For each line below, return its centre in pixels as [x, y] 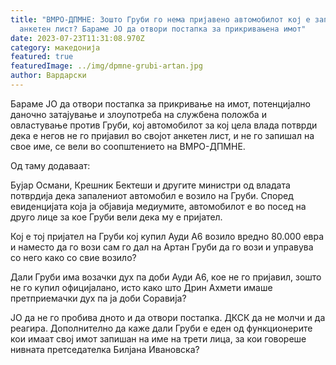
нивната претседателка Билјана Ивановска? [105, 349]
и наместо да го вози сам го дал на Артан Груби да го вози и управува [162, 247]
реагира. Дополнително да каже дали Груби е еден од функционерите [161, 328]
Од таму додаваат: [50, 165]
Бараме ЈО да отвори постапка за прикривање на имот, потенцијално [160, 103]
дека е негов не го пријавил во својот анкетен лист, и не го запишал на [162, 135]
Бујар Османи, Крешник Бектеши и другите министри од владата [150, 185]
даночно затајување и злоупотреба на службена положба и [138, 114]
